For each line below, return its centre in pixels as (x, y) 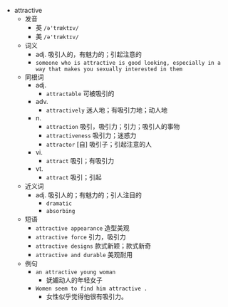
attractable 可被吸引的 (80, 93)
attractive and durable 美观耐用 (84, 255)
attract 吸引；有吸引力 (80, 161)
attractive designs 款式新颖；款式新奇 (93, 246)
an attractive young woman (76, 272)
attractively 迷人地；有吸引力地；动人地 (107, 110)
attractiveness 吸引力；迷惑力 (91, 135)
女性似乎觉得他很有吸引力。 (87, 296)
